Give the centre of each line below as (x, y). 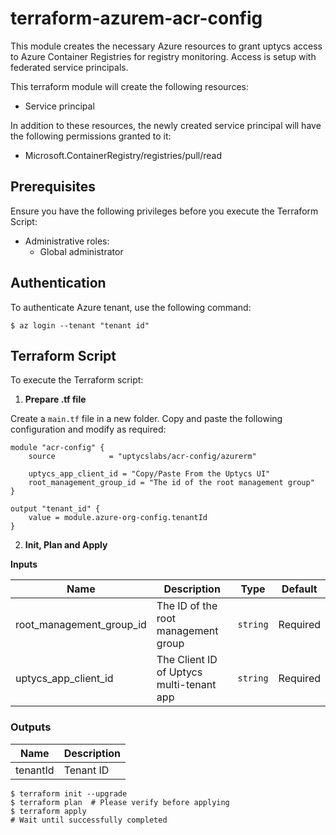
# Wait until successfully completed (89, 820)
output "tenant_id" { (55, 509)
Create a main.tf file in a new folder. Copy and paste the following (146, 419)
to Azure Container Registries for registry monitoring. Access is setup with (163, 56)
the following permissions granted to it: (91, 136)
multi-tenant (186, 685)
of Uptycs (179, 672)
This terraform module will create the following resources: (129, 86)
